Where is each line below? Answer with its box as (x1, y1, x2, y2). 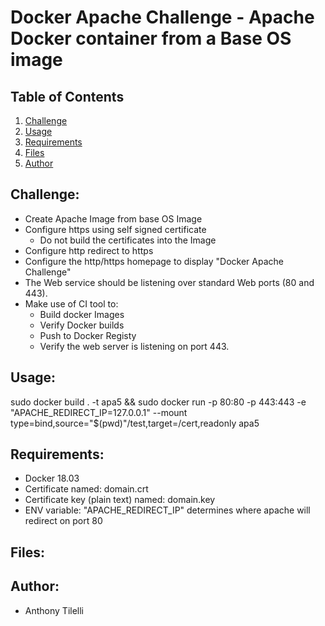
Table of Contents (10, 88, 125, 105)
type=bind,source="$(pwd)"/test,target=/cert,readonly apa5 (10, 417, 260, 429)
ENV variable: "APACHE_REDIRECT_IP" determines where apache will (24, 504, 311, 516)
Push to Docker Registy (39, 329, 137, 341)
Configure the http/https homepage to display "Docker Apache (24, 255, 284, 267)
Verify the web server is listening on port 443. (39, 340, 230, 352)
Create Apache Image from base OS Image (24, 212, 203, 225)
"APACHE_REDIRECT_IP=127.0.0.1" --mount (10, 406, 188, 418)
